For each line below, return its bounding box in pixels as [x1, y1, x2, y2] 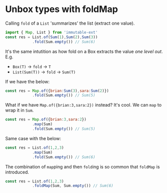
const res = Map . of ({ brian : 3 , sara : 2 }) [5, 117, 87, 122]
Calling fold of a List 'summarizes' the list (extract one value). [5, 20, 135, 26]
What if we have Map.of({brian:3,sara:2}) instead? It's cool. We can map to [5, 102, 162, 108]
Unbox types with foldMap [5, 4, 118, 15]
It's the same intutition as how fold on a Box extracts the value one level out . [5, 48, 163, 54]
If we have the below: [5, 78, 50, 84]
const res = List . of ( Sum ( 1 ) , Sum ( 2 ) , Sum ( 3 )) [5, 34, 98, 40]
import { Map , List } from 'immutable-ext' [5, 30, 98, 35]
